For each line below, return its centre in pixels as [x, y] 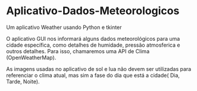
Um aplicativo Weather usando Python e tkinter [64, 27]
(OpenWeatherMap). [31, 57]
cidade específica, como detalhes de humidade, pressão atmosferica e [93, 45]
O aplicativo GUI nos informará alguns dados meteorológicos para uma [93, 38]
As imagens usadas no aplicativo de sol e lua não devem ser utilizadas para [99, 69]
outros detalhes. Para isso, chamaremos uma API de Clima [78, 51]
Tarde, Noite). [23, 82]
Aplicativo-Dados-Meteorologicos [93, 11]
